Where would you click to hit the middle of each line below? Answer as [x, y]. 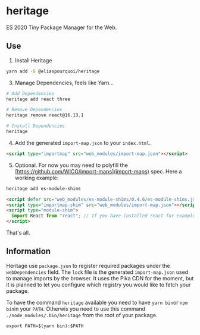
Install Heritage [33, 60]
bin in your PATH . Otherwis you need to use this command [76, 309]
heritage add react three [38, 99]
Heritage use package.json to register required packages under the [88, 266]
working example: [37, 178]
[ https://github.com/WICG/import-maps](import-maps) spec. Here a [98, 171]
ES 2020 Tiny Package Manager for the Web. [62, 27]
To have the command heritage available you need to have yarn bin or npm [97, 302]
